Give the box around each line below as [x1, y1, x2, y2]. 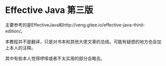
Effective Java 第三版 [5, 4, 93, 16]
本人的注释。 [9, 45, 36, 51]
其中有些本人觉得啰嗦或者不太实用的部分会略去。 [5, 55, 105, 61]
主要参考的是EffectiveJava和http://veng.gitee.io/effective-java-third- [5, 22, 145, 28]
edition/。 [5, 28, 25, 34]
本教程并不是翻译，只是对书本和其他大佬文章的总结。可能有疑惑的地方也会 [5, 38, 157, 45]
